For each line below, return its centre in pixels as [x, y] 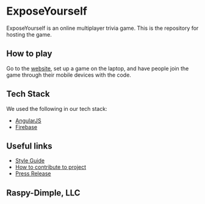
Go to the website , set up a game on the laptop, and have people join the [98, 68]
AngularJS [28, 121]
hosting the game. [29, 34]
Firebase [26, 127]
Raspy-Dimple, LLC [43, 193]
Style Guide [30, 161]
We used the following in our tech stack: [57, 108]
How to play [29, 54]
